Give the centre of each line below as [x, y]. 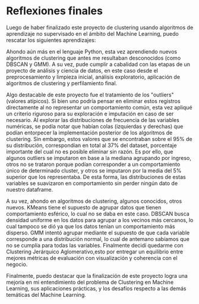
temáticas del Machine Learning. [46, 294]
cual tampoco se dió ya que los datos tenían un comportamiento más [91, 226]
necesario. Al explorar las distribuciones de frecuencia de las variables [93, 120]
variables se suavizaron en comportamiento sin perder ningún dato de [92, 183]
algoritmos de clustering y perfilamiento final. [62, 83]
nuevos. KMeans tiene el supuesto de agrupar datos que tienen [84, 207]
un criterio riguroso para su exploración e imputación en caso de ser [90, 114]
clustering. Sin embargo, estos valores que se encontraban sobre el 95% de [99, 139]
